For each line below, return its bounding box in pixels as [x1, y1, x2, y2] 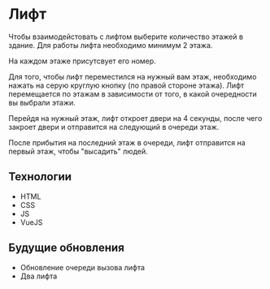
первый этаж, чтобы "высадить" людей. [8, 146, 148, 156]
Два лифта [20, 271, 58, 281]
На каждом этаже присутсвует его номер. [8, 56, 156, 66]
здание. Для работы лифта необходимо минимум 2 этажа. [8, 40, 213, 50]
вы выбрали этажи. [8, 97, 76, 107]
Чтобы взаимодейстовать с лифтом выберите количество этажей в [8, 32, 244, 41]
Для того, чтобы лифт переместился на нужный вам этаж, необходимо [8, 71, 257, 81]
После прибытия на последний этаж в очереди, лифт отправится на [8, 137, 246, 147]
